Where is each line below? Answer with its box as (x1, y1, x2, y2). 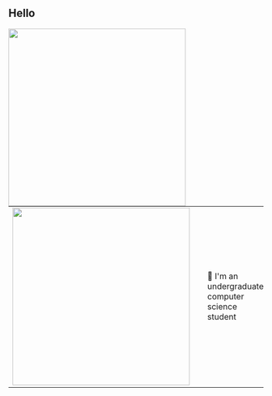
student (207, 311, 236, 322)
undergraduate (207, 280, 265, 291)
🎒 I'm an (207, 270, 239, 282)
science (207, 300, 237, 312)
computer (207, 291, 244, 302)
